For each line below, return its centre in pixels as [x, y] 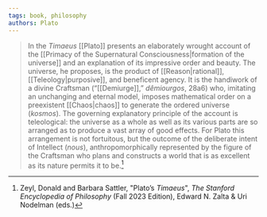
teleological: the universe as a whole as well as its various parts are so [143, 122]
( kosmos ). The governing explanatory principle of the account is [133, 113]
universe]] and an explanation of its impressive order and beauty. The [141, 62]
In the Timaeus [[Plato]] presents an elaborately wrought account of [139, 45]
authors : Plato [33, 23]
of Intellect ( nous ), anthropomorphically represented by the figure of [139, 147]
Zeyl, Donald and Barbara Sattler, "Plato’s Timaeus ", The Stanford [127, 188]
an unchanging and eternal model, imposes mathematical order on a [139, 96]
